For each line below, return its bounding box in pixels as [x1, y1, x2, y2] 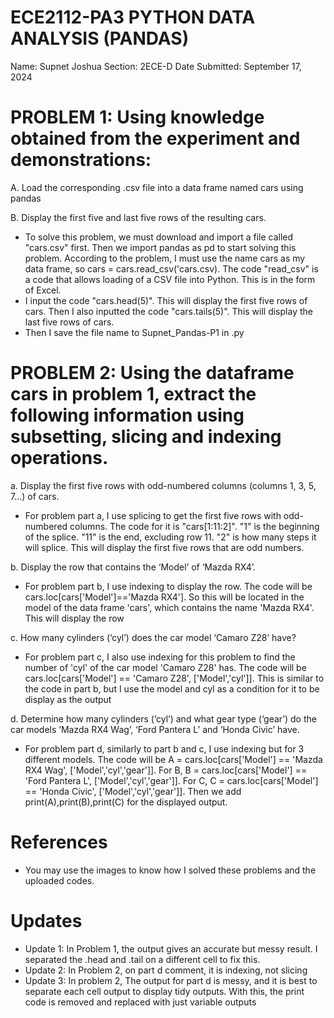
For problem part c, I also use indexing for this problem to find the [24, 651, 296, 663]
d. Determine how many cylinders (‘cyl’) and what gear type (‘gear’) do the [10, 712, 317, 725]
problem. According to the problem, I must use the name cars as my [24, 252, 306, 264]
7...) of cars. [10, 490, 60, 502]
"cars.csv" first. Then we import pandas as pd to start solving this [24, 241, 297, 253]
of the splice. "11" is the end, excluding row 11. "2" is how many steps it [24, 531, 317, 543]
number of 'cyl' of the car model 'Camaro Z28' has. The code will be [24, 661, 307, 673]
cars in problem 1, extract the [10, 383, 257, 406]
